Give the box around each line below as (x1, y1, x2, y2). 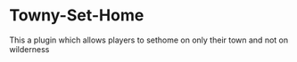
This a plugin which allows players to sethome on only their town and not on (9, 35, 288, 45)
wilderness (9, 43, 50, 54)
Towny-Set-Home (9, 5, 144, 26)
